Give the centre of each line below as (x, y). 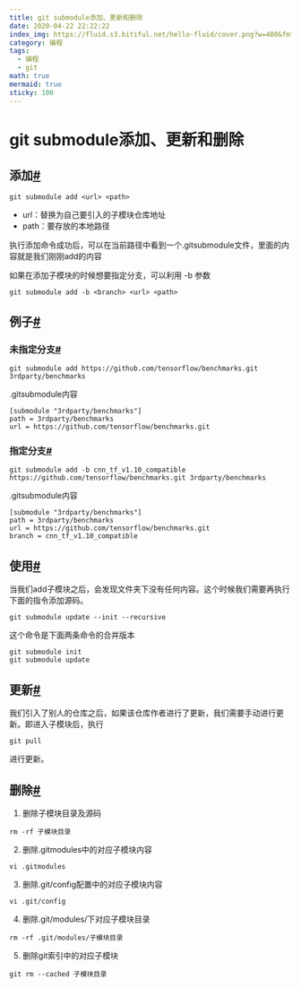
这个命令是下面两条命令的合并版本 (72, 635)
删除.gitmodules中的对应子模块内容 (87, 849)
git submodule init (46, 652)
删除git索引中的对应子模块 (70, 955)
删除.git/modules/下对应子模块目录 (86, 919)
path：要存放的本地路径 (66, 226)
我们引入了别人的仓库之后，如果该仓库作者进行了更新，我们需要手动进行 (142, 713)
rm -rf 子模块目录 (40, 832)
